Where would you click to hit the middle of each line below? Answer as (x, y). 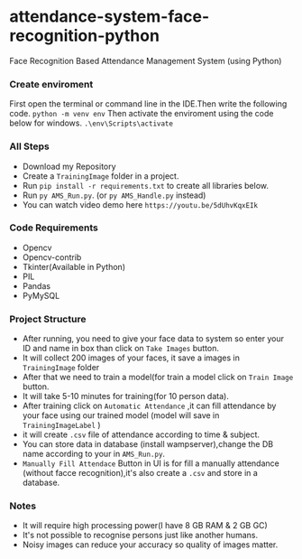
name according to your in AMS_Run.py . (93, 454)
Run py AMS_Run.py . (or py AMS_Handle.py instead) (114, 195)
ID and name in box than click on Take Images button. (120, 349)
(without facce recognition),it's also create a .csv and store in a (140, 473)
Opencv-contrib (52, 257)
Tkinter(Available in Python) (74, 266)
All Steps (29, 146)
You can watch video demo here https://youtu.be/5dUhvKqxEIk (140, 204)
